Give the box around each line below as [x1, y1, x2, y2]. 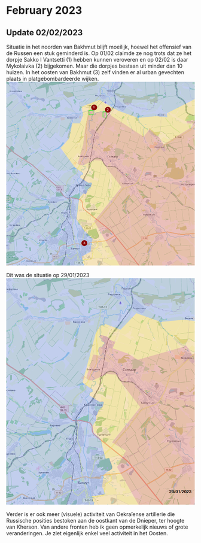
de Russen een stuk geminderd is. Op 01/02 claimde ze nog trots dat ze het [6, 50, 192, 57]
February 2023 [6, 4, 83, 17]
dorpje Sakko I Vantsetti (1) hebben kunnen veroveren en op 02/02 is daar [6, 56, 188, 63]
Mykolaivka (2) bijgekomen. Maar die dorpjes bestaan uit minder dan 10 [6, 62, 183, 69]
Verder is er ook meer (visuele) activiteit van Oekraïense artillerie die [6, 511, 175, 518]
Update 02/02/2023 [6, 28, 83, 38]
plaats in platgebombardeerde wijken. [6, 75, 99, 82]
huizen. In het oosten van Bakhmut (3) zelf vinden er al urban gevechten [6, 69, 184, 75]
